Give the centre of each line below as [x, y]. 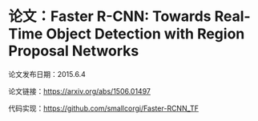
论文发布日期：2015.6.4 [47, 74]
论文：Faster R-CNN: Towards [110, 16]
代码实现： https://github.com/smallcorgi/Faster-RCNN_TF [103, 108]
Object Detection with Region [145, 34]
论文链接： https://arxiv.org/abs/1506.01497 [79, 91]
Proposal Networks [74, 51]
